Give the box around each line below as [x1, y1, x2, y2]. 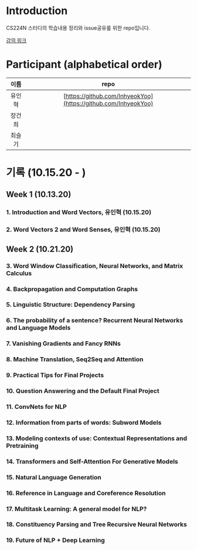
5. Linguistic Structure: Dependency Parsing [6, 301, 135, 309]
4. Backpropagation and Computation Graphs [6, 285, 138, 293]
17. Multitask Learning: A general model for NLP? [6, 505, 147, 513]
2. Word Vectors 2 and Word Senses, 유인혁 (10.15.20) [6, 225, 161, 234]
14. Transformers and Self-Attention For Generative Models [6, 457, 178, 465]
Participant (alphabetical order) [6, 58, 162, 71]
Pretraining [6, 441, 39, 449]
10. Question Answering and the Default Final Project [6, 387, 159, 395]
